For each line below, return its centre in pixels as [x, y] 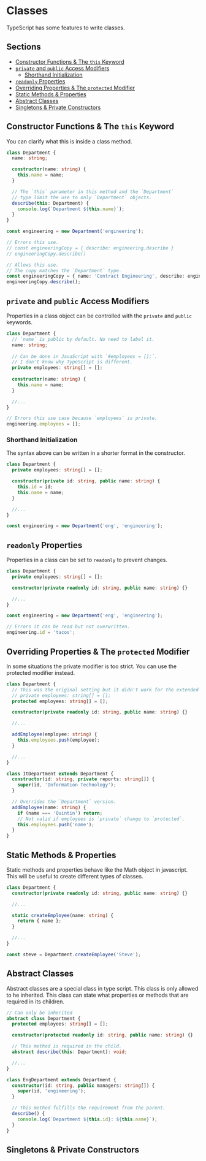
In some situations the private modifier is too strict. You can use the [91, 666]
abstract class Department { [44, 1018]
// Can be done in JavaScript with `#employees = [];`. [85, 356]
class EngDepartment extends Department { [61, 1079]
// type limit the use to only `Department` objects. [82, 197]
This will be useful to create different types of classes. [75, 876]
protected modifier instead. [41, 672]
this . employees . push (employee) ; [59, 740]
